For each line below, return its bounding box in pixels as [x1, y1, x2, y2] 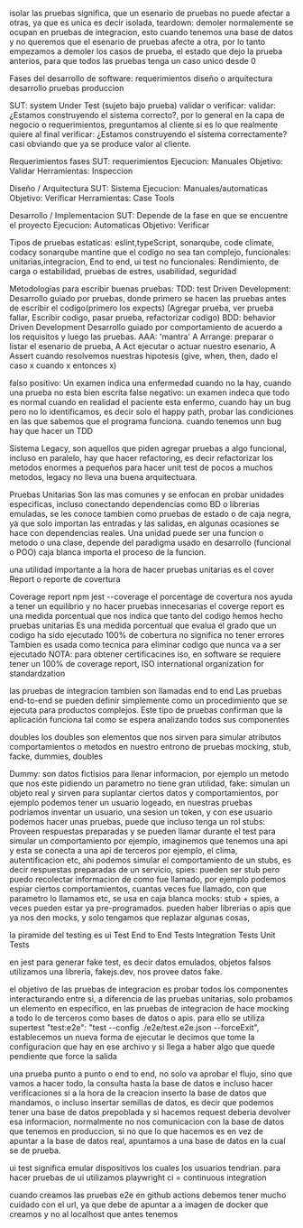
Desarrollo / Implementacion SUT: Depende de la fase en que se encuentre [9, 210, 289, 220]
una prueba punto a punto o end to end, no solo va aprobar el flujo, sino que [9, 1068, 293, 1079]
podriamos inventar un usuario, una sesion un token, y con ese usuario [9, 807, 273, 817]
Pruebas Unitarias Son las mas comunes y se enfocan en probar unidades [9, 489, 285, 500]
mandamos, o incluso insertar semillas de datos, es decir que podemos [9, 1097, 274, 1108]
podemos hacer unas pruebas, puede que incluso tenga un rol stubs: [9, 817, 266, 826]
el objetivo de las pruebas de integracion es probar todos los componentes [9, 983, 289, 994]
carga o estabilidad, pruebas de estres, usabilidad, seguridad [9, 266, 237, 276]
